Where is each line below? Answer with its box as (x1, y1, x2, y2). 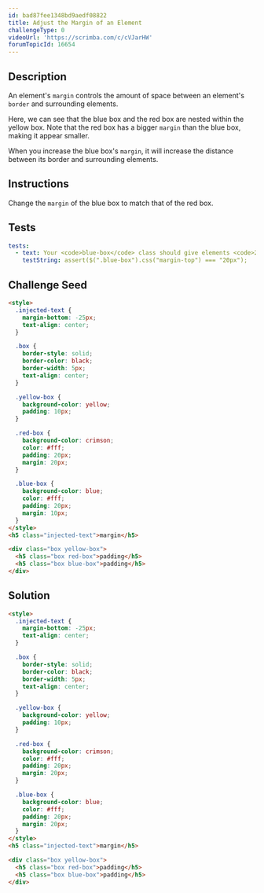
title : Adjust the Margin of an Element (8, 19, 143, 27)
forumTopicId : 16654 (8, 41, 76, 49)
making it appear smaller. (8, 130, 90, 140)
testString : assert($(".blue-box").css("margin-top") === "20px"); (22, 256, 247, 264)
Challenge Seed (8, 278, 88, 292)
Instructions (8, 178, 69, 191)
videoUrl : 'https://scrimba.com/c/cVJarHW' (8, 33, 153, 42)
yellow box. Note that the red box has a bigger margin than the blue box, (8, 123, 241, 132)
